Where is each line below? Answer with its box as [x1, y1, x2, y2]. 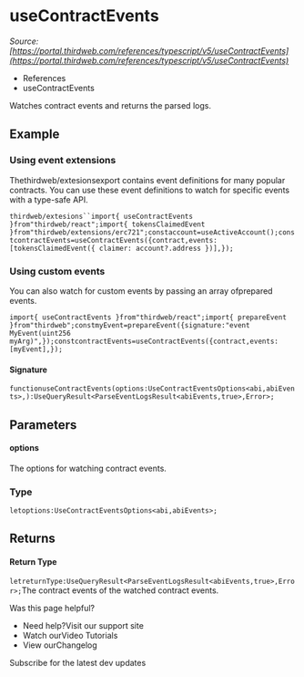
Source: [9, 36, 39, 47]
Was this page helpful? [9, 602, 96, 613]
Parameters [9, 417, 77, 432]
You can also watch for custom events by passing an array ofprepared [9, 285, 273, 297]
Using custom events [9, 265, 106, 277]
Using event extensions [9, 154, 117, 167]
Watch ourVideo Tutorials [22, 630, 118, 641]
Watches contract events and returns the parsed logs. [9, 99, 212, 110]
